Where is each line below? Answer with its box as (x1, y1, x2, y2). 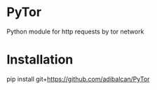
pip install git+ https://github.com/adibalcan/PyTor (6, 75, 150, 83)
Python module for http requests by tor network (6, 27, 144, 36)
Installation (6, 52, 74, 68)
